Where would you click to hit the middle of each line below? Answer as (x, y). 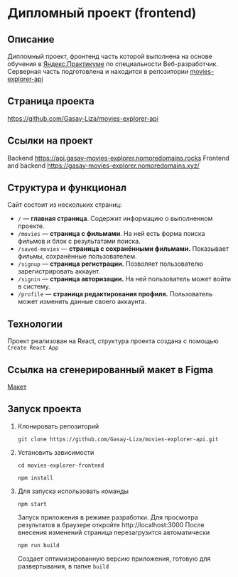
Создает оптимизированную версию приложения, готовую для (114, 559)
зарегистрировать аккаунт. (59, 271)
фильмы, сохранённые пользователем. (77, 257)
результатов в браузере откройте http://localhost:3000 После (111, 524)
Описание (31, 39)
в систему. (34, 286)
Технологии (35, 324)
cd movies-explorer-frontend (61, 465)
